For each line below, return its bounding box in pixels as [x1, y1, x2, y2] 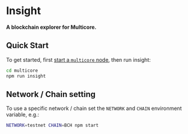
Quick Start [6, 41, 49, 51]
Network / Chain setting [6, 89, 96, 99]
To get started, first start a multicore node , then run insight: [6, 56, 151, 63]
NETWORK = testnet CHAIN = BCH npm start [6, 122, 99, 129]
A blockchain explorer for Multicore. [6, 24, 97, 31]
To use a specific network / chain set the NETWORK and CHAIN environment [6, 105, 182, 112]
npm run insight [6, 73, 46, 79]
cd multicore [6, 68, 38, 73]
